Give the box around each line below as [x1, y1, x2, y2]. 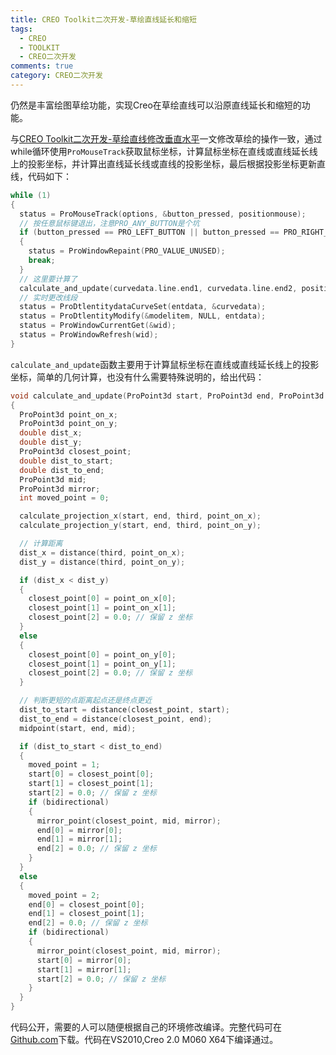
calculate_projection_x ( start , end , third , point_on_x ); [19, 511, 262, 521]
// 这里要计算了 [19, 274, 78, 284]
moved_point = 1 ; [28, 760, 101, 770]
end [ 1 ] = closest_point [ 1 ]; [28, 909, 145, 919]
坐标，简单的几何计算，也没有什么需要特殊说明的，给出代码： [10, 371, 265, 383]
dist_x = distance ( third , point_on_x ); [19, 547, 186, 558]
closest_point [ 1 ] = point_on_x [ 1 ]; [28, 603, 177, 613]
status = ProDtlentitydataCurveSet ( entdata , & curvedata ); [19, 302, 267, 312]
